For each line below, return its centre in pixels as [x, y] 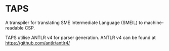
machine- [154, 22]
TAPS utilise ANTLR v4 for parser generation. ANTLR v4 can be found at [80, 37]
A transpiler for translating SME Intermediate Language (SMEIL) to [74, 22]
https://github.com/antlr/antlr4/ [38, 42]
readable [14, 27]
